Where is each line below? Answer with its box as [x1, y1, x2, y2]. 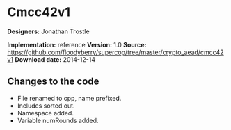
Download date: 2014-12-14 [15, 55, 96, 63]
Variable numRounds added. [17, 116, 99, 124]
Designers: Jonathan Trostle [7, 27, 90, 35]
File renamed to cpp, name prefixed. [17, 94, 122, 102]
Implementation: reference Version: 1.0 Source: [7, 40, 147, 49]
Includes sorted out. [17, 101, 75, 110]
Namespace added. [17, 108, 74, 117]
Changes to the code [7, 76, 99, 88]
